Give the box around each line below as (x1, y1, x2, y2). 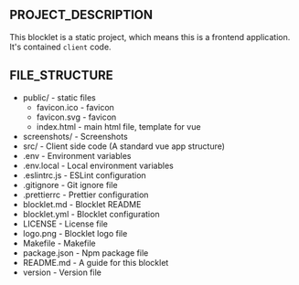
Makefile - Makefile (22, 237, 96, 248)
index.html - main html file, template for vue (36, 121, 201, 132)
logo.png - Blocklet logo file (22, 227, 128, 238)
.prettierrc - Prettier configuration (22, 189, 149, 200)
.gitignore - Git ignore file (22, 179, 118, 190)
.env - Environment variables (22, 150, 132, 161)
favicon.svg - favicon (36, 111, 117, 122)
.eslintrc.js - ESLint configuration (22, 169, 146, 181)
